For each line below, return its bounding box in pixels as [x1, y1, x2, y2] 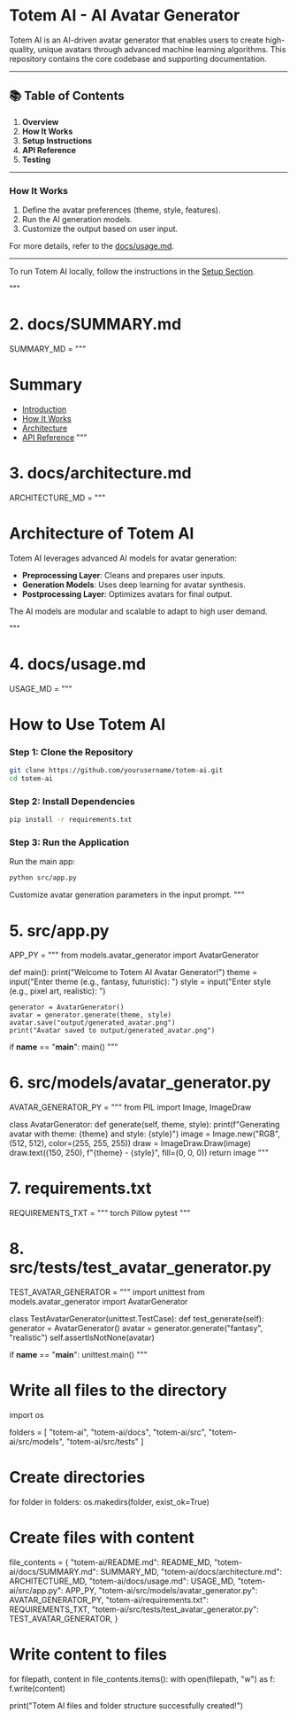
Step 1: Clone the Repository [9, 746, 133, 758]
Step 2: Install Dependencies [9, 794, 135, 807]
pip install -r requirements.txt [9, 816, 133, 825]
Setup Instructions [21, 135, 93, 146]
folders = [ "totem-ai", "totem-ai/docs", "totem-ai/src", [9, 1427, 207, 1437]
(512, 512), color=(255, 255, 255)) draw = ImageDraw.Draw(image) [9, 1138, 252, 1149]
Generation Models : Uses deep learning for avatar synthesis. [21, 579, 246, 590]
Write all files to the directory [9, 1381, 227, 1400]
